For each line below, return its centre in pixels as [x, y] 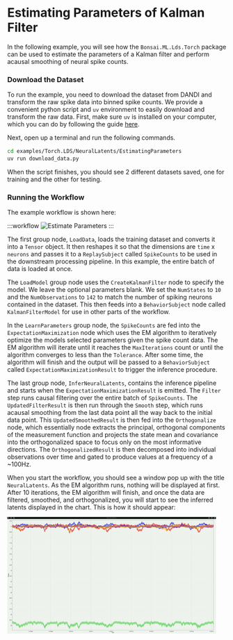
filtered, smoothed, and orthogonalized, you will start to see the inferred [110, 500]
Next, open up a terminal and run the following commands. [91, 138]
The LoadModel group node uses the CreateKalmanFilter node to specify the [116, 282]
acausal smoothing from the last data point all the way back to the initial [110, 413]
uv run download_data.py [43, 159]
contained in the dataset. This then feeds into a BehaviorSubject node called [116, 304]
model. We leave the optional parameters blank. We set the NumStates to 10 [114, 290]
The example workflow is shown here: [62, 213]
